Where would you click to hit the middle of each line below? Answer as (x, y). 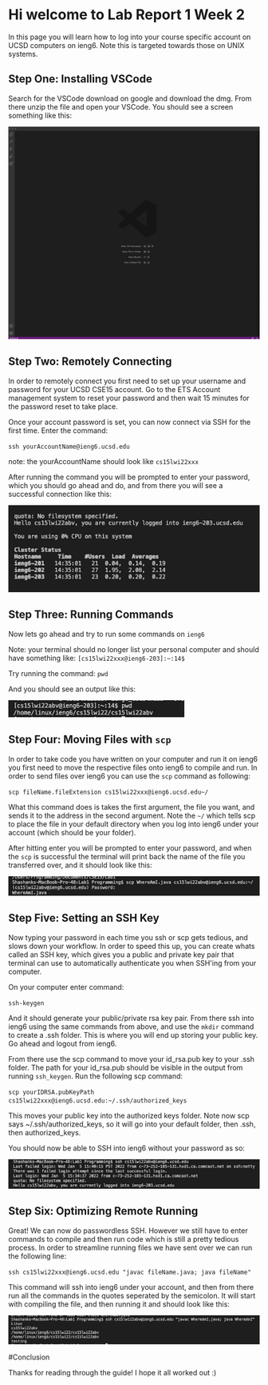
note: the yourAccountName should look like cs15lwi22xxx (104, 461)
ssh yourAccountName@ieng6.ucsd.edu (69, 446)
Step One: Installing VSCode (81, 79)
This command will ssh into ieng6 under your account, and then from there (131, 1287)
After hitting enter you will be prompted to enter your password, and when (130, 848)
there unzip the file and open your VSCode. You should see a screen (121, 106)
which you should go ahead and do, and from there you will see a (116, 485)
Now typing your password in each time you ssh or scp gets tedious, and (128, 937)
